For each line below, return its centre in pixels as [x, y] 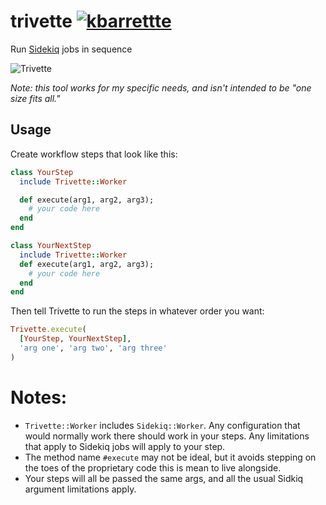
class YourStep [42, 172]
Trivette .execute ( [48, 330]
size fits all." [35, 98]
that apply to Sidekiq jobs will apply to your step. [125, 446]
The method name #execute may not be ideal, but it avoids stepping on [170, 457]
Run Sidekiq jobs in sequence [71, 49]
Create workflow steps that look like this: [94, 154]
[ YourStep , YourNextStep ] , [75, 339]
